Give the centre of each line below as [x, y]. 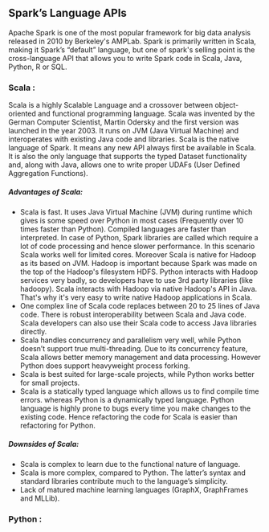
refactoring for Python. [58, 426]
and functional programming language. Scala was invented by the [146, 114]
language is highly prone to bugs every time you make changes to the [135, 408]
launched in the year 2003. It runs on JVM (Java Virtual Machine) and [124, 131]
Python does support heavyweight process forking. [105, 366]
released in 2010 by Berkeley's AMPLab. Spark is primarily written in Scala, [132, 41]
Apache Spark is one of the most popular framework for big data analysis [130, 32]
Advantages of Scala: [46, 191]
